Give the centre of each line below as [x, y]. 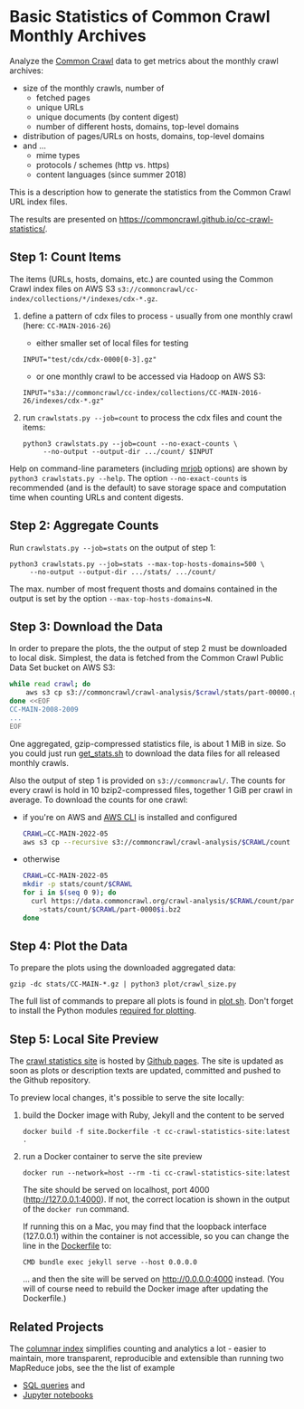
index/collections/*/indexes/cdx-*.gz [82, 299]
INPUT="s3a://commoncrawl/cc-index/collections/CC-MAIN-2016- [142, 392]
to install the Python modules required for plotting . [103, 1011]
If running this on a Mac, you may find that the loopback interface [144, 1226]
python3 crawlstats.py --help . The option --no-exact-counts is [128, 478]
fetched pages [63, 98]
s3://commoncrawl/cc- [158, 289]
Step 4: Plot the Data [69, 946]
